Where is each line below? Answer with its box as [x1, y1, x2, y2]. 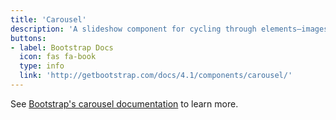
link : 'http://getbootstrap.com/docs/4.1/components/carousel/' [19, 71, 293, 81]
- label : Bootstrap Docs [10, 42, 114, 53]
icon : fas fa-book [19, 52, 97, 62]
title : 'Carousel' [10, 14, 87, 25]
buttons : [10, 33, 47, 43]
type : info [19, 61, 65, 71]
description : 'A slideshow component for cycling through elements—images [10, 24, 329, 34]
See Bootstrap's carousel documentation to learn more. [10, 97, 239, 110]
